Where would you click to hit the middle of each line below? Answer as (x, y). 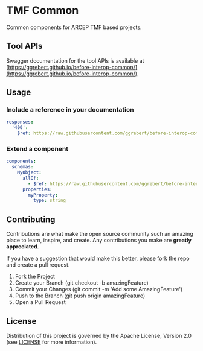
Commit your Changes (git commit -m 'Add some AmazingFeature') (99, 289)
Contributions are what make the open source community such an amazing (100, 234)
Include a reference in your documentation (70, 110)
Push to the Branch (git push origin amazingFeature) (80, 296)
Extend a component (37, 148)
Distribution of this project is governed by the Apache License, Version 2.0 (99, 335)
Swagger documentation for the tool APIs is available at (75, 60)
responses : (20, 122)
